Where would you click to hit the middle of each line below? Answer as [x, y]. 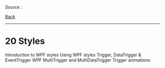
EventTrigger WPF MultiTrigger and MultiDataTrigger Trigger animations [78, 60]
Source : [14, 7]
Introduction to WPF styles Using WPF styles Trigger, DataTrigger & [73, 55]
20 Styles [25, 41]
